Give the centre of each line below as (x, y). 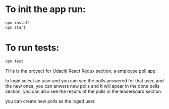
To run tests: (32, 48)
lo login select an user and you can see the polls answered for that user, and (84, 80)
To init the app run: (45, 9)
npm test (14, 61)
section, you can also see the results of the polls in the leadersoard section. (84, 91)
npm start (16, 27)
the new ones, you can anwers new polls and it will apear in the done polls (82, 86)
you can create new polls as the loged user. (50, 101)
